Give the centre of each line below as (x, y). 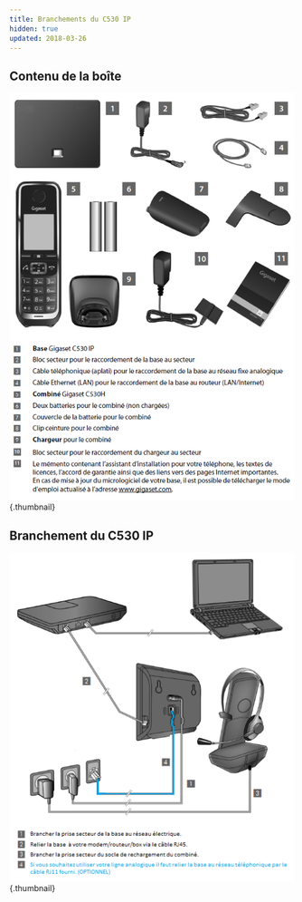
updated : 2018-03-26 (48, 38)
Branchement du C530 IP (81, 535)
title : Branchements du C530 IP (70, 19)
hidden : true (34, 29)
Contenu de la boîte (66, 76)
